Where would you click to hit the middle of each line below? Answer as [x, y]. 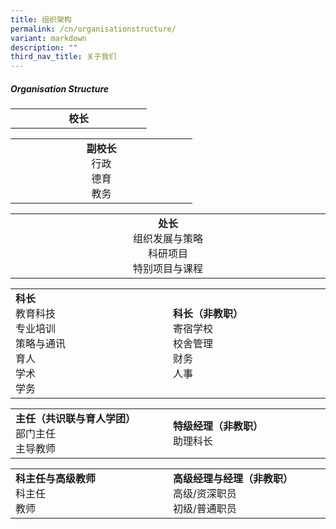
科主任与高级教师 [56, 479]
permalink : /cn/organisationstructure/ [93, 29]
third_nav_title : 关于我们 [63, 57]
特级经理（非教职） [218, 426]
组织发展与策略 [167, 239]
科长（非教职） [208, 314]
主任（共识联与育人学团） [76, 419]
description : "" [44, 47]
